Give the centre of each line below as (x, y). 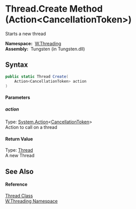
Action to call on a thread (31, 127)
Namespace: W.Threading (33, 43)
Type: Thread (19, 150)
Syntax (17, 65)
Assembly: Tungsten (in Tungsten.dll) (45, 49)
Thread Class (19, 195)
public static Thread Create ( (37, 77)
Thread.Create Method (54, 9)
